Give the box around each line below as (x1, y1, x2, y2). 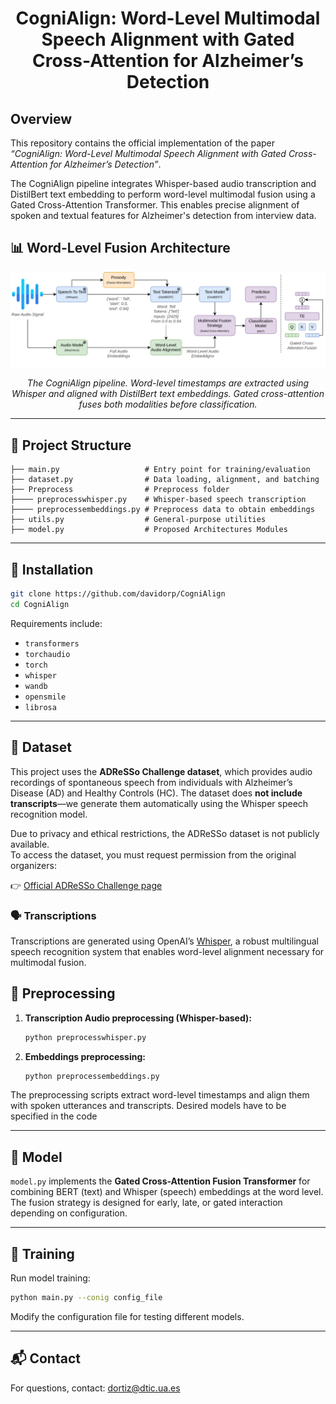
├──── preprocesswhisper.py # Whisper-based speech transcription (10, 495, 307, 505)
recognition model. (10, 808, 88, 820)
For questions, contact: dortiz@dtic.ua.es (10, 1382, 181, 1394)
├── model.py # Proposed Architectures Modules (10, 525, 288, 535)
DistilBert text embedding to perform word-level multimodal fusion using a (10, 188, 316, 200)
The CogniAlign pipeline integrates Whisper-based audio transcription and (10, 178, 317, 189)
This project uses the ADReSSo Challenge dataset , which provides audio (10, 765, 313, 777)
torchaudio (24, 649, 71, 659)
